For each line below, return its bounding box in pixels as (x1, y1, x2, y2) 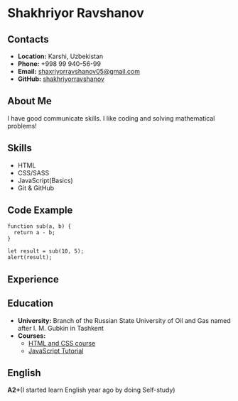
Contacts (7, 33, 50, 45)
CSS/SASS (17, 168, 50, 177)
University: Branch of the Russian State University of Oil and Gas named (17, 316, 231, 324)
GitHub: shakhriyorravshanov (17, 75, 105, 83)
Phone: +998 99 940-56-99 (17, 60, 102, 68)
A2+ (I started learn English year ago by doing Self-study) (7, 385, 175, 395)
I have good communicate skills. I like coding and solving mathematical (7, 114, 215, 122)
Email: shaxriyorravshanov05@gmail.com (17, 67, 141, 75)
